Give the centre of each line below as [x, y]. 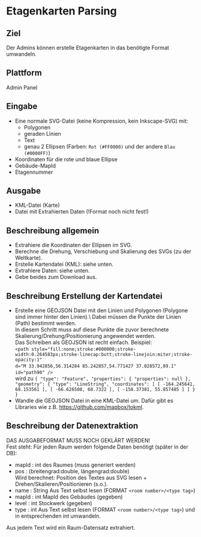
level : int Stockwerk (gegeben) [53, 503]
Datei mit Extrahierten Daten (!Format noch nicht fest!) [82, 212]
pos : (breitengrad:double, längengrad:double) [72, 471]
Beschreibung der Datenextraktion [72, 426]
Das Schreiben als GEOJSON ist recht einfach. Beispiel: [83, 342]
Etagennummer [34, 172]
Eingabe [22, 106]
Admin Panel [22, 87]
